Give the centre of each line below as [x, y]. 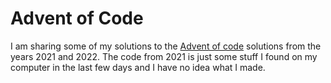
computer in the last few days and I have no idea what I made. [138, 67]
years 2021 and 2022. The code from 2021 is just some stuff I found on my [164, 56]
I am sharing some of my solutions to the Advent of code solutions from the [166, 46]
